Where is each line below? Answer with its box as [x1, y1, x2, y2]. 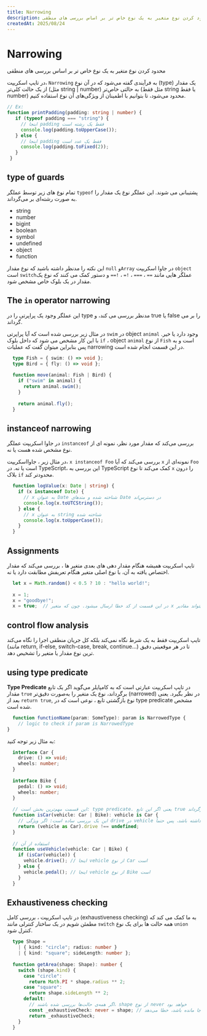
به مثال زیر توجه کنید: [7, 737, 56, 744]
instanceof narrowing [7, 423, 92, 433]
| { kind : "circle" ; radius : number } [18, 945, 117, 951]
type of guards [7, 172, 65, 183]
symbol [15, 233, 35, 240]
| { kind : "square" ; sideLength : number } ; [18, 950, 131, 956]
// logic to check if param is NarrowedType [18, 721, 134, 727]
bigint [15, 220, 31, 227]
